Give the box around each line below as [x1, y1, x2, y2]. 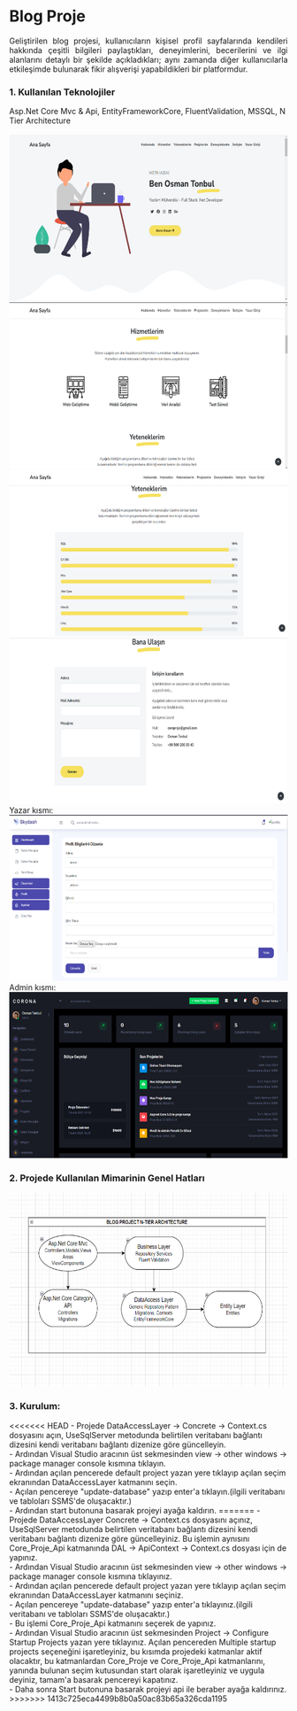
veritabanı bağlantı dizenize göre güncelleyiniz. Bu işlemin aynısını [9, 1533, 250, 1544]
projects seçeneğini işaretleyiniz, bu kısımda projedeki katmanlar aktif [9, 1645, 263, 1657]
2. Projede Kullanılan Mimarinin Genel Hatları [9, 1172, 205, 1184]
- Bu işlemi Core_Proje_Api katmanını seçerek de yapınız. [9, 1618, 217, 1629]
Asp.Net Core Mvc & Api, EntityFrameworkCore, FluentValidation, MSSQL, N [9, 106, 286, 117]
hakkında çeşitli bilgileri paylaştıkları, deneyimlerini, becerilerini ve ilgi [9, 44, 288, 55]
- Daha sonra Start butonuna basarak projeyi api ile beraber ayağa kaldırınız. [9, 1684, 287, 1694]
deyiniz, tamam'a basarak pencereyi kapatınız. [9, 1674, 179, 1684]
